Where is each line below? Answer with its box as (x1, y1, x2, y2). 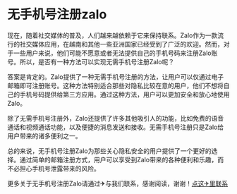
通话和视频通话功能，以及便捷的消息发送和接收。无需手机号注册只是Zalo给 (7, 123, 224, 131)
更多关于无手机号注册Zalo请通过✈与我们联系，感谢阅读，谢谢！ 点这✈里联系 (7, 179, 228, 188)
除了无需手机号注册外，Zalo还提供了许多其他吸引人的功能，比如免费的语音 (7, 114, 224, 122)
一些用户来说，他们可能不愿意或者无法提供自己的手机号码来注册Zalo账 (13, 49, 218, 57)
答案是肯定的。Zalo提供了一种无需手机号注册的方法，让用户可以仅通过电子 (7, 72, 224, 81)
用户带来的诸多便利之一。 (7, 131, 82, 140)
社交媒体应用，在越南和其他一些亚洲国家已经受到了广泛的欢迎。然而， (19, 40, 224, 48)
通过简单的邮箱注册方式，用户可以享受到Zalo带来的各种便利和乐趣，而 (19, 155, 224, 164)
